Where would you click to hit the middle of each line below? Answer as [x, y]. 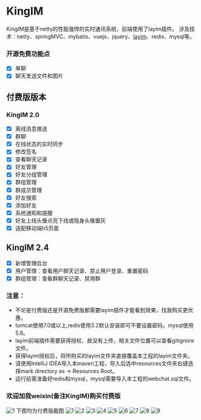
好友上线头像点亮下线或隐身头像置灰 [60, 220]
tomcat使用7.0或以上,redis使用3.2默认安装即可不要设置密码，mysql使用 [104, 326]
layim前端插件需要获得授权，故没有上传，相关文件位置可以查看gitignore [104, 341]
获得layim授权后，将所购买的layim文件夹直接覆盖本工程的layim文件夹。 [104, 356]
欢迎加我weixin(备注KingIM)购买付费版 [63, 396]
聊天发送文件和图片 [39, 76]
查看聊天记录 [31, 159]
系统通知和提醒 [34, 213]
